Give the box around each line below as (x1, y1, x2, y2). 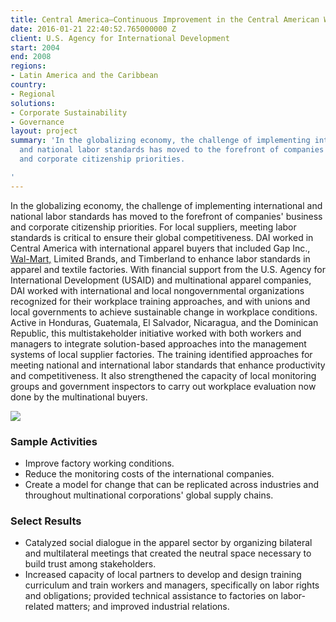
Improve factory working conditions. (24, 457, 175, 469)
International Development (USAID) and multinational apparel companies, (10, 274, 312, 286)
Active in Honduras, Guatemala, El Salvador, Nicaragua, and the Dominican (10, 316, 319, 328)
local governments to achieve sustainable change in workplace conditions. (10, 306, 318, 318)
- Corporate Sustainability (10, 107, 128, 118)
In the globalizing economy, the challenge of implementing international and (10, 199, 323, 211)
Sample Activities (10, 434, 98, 448)
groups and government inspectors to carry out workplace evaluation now (10, 380, 317, 392)
